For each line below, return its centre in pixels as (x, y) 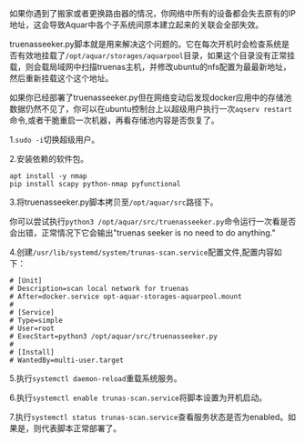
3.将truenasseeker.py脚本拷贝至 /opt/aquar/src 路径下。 (114, 202)
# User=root (32, 328)
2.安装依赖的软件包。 (49, 159)
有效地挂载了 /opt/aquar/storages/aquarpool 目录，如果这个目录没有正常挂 (156, 55)
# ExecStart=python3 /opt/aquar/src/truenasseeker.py (114, 337)
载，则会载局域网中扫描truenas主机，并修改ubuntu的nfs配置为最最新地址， (150, 67)
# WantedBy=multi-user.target (67, 360)
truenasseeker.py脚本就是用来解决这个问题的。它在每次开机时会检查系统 (146, 44)
